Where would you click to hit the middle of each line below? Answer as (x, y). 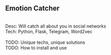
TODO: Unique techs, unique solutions (45, 42)
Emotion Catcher (32, 8)
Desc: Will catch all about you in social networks (56, 26)
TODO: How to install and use (36, 47)
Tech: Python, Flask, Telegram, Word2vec (49, 31)
